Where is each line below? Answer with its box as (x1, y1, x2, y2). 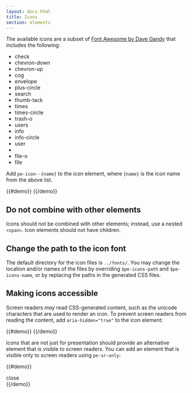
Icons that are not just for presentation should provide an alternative (6, 339, 170, 346)
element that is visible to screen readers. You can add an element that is (6, 345, 180, 352)
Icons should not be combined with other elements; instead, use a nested (6, 220, 183, 227)
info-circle (14, 134, 40, 141)
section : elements (6, 19, 51, 25)
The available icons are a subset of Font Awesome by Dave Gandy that (6, 36, 176, 43)
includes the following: (6, 42, 61, 49)
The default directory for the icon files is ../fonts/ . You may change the (6, 259, 180, 266)
